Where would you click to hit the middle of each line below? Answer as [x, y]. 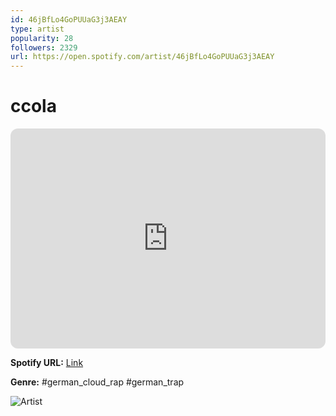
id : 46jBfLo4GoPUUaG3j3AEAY [69, 19]
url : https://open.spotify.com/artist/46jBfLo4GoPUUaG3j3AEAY [142, 57]
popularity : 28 [42, 38]
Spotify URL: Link [47, 363]
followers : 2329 [44, 47]
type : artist [37, 29]
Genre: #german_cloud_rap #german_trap [97, 382]
